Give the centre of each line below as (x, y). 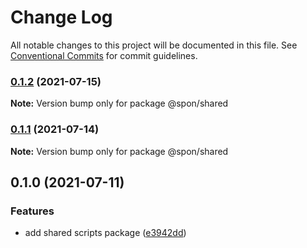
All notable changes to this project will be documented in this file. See (154, 45)
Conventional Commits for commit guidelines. (104, 55)
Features (32, 211)
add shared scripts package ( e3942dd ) (105, 233)
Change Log (61, 17)
